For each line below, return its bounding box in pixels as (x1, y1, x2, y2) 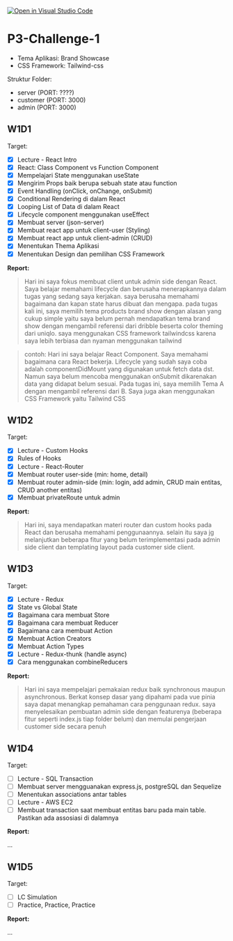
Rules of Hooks (17, 454, 61, 462)
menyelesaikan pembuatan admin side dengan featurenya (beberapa (24, 708, 222, 716)
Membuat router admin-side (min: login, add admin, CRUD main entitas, (17, 478, 223, 486)
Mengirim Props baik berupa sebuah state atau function (17, 178, 177, 187)
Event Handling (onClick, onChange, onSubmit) (17, 187, 153, 195)
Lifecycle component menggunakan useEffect (17, 210, 150, 219)
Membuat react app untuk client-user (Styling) (17, 226, 151, 235)
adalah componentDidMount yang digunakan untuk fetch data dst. (24, 364, 214, 373)
